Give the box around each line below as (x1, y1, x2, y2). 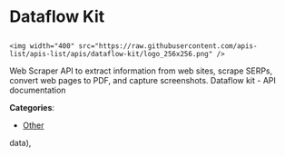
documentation (9, 84, 66, 96)
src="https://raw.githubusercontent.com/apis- (78, 42, 258, 51)
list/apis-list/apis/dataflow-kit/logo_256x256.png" (9, 50, 213, 59)
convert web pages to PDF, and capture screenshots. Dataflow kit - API (9, 75, 277, 86)
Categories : (9, 103, 55, 113)
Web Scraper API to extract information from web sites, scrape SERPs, (9, 65, 273, 76)
